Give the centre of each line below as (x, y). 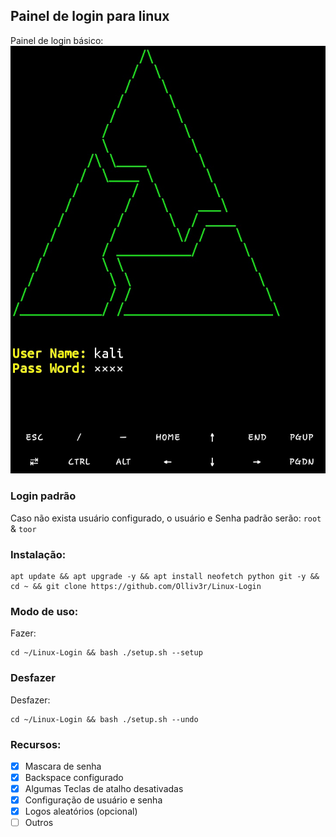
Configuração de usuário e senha (93, 800)
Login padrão (43, 496)
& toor (23, 528)
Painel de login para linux (90, 16)
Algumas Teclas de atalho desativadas (104, 789)
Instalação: (38, 554)
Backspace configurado (74, 777)
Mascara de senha (63, 766)
